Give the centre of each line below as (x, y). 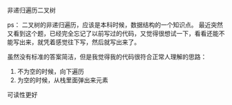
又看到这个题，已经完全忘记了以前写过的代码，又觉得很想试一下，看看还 (110, 34)
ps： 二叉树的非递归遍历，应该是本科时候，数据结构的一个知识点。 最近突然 (115, 25)
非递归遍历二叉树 (31, 10)
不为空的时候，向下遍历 (50, 71)
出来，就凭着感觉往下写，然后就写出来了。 (79, 42)
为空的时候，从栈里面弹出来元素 (62, 80)
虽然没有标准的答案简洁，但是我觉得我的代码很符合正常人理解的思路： (107, 57)
